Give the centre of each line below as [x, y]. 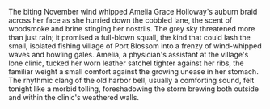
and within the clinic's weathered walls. [74, 97]
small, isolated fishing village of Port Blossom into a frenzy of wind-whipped [135, 46]
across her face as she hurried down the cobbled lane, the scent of [120, 20]
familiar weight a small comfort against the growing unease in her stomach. [133, 71]
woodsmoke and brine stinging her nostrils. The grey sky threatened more [132, 29]
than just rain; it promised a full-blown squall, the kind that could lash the [129, 37]
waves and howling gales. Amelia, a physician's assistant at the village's [129, 55]
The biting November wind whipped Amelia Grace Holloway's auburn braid [133, 12]
